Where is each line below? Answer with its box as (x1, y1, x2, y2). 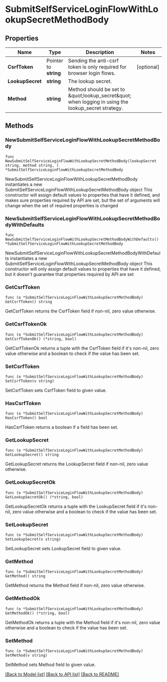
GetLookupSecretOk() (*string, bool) (5, 494, 83, 500)
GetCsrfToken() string (5, 300, 52, 305)
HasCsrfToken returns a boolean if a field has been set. (5, 424, 118, 430)
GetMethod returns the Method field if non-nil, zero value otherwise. (5, 583, 145, 589)
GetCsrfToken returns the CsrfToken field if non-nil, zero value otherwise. (5, 308, 157, 314)
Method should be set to (68, 86, 125, 93)
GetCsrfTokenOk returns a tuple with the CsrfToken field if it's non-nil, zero (5, 345, 159, 351)
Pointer (46, 57, 64, 64)
